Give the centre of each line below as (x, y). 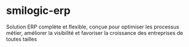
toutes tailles (21, 39)
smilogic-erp (38, 11)
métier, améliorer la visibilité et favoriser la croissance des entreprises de (95, 32)
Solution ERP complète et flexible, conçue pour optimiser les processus (93, 27)
